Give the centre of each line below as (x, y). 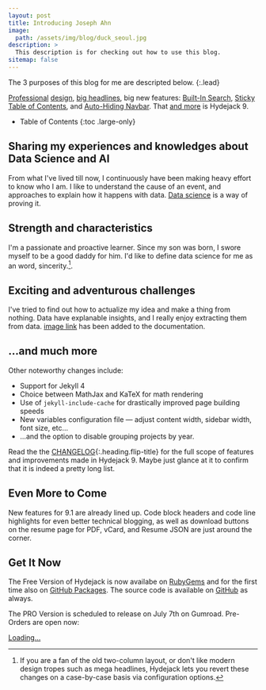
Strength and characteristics (80, 228)
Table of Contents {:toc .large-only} (78, 121)
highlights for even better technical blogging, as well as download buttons (129, 521)
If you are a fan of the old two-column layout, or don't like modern (127, 661)
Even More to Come (57, 494)
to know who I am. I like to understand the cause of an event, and (115, 186)
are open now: (56, 623)
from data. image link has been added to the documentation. (107, 326)
